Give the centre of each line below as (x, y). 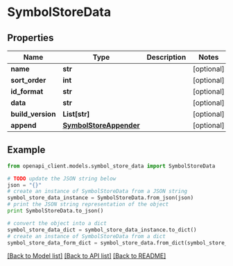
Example (26, 150)
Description (166, 57)
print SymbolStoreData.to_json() (55, 211)
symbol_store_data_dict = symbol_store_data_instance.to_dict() (102, 230)
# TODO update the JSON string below (62, 178)
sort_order (28, 80)
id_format (27, 91)
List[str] (76, 114)
